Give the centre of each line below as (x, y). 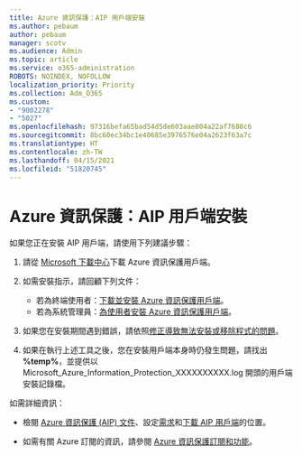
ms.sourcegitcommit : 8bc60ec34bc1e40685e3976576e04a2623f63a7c (131, 135)
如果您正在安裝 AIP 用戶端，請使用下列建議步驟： (101, 243)
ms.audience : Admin (46, 51)
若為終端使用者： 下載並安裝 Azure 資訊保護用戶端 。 (132, 301)
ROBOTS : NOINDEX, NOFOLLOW (60, 77)
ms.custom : (30, 102)
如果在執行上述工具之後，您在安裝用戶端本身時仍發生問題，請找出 (145, 350)
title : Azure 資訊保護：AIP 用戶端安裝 (78, 18)
